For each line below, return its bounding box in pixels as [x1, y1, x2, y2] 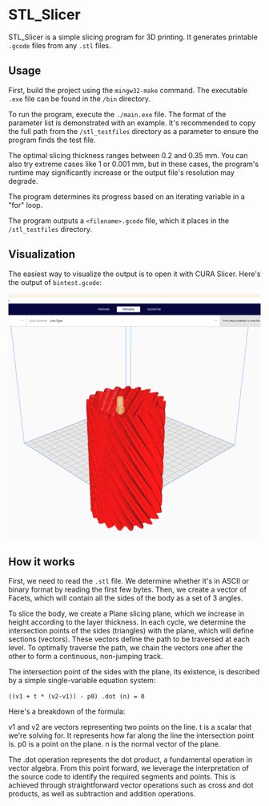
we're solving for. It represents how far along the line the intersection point [8, 731, 255, 740]
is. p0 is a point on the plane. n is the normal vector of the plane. [8, 739, 221, 749]
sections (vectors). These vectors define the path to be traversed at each [8, 634, 250, 644]
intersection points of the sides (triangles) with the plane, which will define [8, 626, 255, 636]
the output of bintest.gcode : [8, 277, 102, 287]
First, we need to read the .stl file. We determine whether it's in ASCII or [8, 576, 250, 586]
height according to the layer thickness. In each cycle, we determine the [8, 617, 247, 627]
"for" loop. [8, 200, 43, 210]
